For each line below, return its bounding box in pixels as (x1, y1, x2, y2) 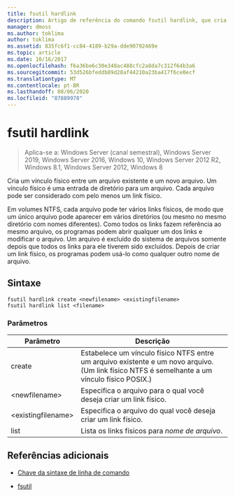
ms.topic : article (7, 50, 61, 57)
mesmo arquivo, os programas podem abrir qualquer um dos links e (7, 227, 203, 235)
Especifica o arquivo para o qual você (80, 386, 205, 395)
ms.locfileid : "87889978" (7, 95, 83, 102)
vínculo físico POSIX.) (80, 374, 152, 384)
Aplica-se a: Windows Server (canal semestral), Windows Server (24, 148, 211, 156)
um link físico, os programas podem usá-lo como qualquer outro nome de (7, 249, 220, 258)
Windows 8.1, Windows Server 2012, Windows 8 (24, 162, 163, 171)
